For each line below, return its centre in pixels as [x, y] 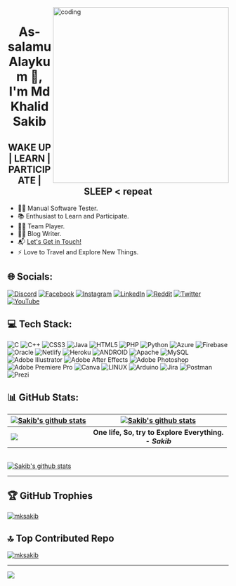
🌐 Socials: [30, 277]
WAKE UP [29, 147]
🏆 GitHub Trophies [50, 496]
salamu [29, 47]
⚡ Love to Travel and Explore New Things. [78, 252]
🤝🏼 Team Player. [41, 226]
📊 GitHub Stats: [43, 397]
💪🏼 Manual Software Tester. [58, 208]
